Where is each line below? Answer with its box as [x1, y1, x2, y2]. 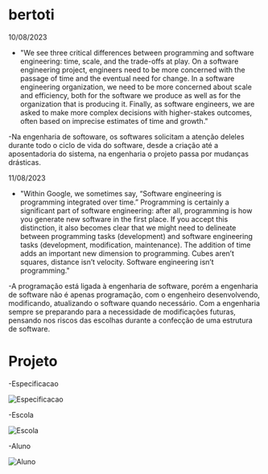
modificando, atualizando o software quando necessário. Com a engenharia [8, 298, 260, 307]
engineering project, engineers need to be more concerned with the [19, 64, 245, 74]
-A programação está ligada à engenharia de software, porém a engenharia [8, 281, 259, 291]
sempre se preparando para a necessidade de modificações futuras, [8, 307, 236, 316]
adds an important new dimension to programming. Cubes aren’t [19, 248, 235, 258]
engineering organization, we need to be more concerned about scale [19, 82, 252, 92]
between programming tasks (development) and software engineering [19, 231, 254, 241]
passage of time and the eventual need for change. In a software [19, 73, 235, 83]
